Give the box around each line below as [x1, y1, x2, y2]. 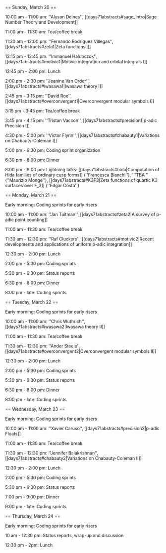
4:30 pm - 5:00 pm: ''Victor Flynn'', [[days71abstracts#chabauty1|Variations [5, 132, 160, 138]
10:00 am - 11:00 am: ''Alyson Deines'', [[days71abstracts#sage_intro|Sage [5, 14, 157, 19]
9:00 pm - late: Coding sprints [5, 504, 67, 509]
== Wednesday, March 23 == [5, 406, 65, 412]
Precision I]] [5, 123, 30, 128]
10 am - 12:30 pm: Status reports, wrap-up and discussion [5, 533, 124, 538]
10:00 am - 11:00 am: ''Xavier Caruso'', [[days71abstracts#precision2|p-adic [5, 426, 160, 431]
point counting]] [14, 217, 48, 222]
